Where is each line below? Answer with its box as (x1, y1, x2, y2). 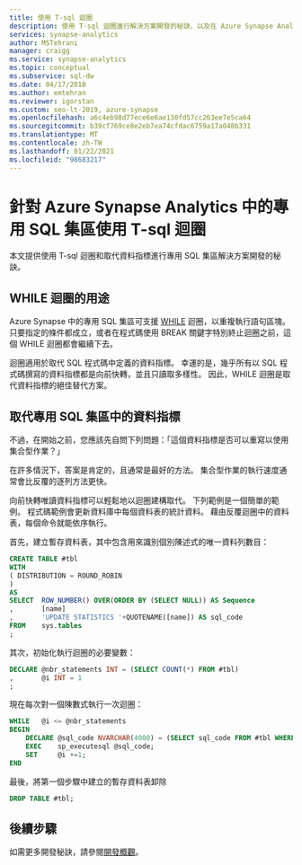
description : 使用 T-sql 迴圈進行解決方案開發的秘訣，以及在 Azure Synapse (9, 22, 274, 31)
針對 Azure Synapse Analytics (9, 197, 238, 216)
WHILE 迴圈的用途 (9, 290, 110, 305)
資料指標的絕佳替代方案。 (16, 380, 112, 391)
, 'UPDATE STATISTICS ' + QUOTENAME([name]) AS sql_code (9, 613, 244, 622)
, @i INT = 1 (9, 673, 83, 683)
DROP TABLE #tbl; (9, 794, 75, 803)
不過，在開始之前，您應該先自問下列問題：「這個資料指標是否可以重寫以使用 (9, 435, 289, 446)
